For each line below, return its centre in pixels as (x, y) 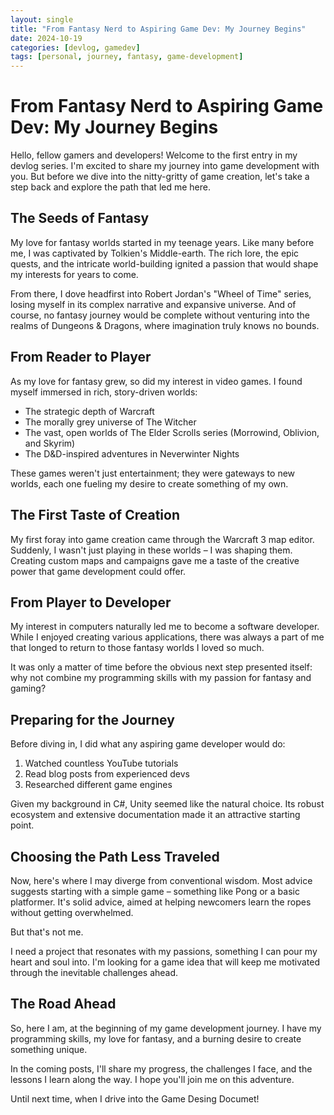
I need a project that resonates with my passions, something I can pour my (164, 951)
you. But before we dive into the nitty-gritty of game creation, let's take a (160, 177)
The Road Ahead (63, 1004)
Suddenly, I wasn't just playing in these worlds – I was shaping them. (151, 550)
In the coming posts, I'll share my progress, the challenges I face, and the (161, 1068)
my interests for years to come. (74, 274)
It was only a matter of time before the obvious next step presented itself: (161, 667)
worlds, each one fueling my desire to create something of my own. (149, 483)
